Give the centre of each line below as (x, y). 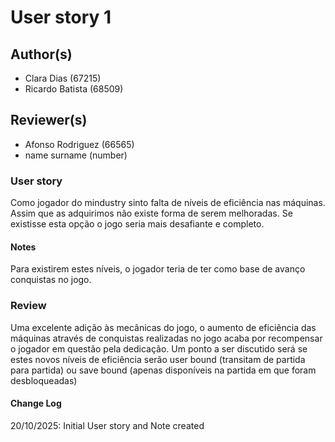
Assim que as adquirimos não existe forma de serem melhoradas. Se (151, 213)
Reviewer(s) (49, 120)
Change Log (36, 403)
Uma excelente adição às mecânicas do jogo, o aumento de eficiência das (163, 327)
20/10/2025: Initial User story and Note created (107, 425)
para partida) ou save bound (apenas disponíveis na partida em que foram (163, 370)
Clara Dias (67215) (63, 78)
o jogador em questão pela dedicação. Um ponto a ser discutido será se (159, 348)
